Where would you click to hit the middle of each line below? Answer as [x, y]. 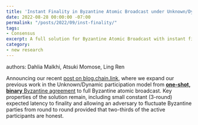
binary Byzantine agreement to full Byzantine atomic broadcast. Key [89, 91]
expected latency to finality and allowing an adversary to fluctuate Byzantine [99, 103]
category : [18, 45]
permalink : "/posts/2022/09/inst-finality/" [62, 22]
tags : [13, 28]
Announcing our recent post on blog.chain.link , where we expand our [90, 78]
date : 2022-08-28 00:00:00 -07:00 [49, 17]
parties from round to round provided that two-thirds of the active [86, 109]
